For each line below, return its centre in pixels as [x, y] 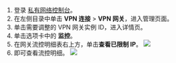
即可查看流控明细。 [41, 53]
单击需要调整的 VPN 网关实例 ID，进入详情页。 [80, 27]
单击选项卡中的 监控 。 [45, 36]
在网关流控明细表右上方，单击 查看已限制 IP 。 [78, 44]
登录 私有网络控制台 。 [45, 10]
